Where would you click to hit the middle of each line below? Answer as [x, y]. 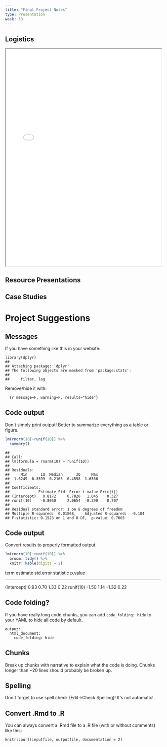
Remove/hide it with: [26, 388]
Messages [21, 336]
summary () [20, 444]
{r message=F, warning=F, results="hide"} [54, 397]
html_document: [25, 633]
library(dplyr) [21, 357]
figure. [12, 430]
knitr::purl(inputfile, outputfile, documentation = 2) [64, 740]
